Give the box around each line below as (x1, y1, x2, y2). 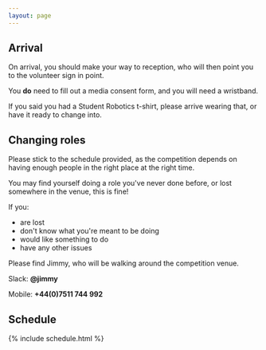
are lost (19, 218, 45, 227)
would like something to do (19, 234, 109, 244)
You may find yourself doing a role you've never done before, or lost (8, 179, 233, 188)
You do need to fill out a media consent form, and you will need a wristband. (8, 86, 259, 96)
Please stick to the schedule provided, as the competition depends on (8, 155, 237, 164)
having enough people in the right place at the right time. (8, 163, 195, 172)
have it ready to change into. (8, 110, 102, 120)
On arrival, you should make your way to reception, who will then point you (8, 62, 254, 72)
